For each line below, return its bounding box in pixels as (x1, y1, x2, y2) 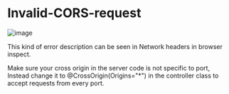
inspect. (7, 50, 31, 58)
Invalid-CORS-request (7, 5, 142, 21)
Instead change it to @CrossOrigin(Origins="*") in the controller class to (7, 71, 219, 80)
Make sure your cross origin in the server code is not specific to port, (7, 63, 211, 72)
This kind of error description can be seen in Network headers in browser (7, 42, 223, 51)
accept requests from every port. (7, 78, 105, 87)
